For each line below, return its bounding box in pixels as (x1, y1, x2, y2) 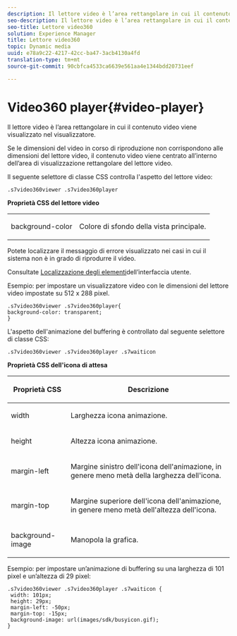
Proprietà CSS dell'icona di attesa (7, 360, 108, 369)
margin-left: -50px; (10, 604, 71, 611)
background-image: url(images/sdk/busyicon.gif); (10, 616, 159, 623)
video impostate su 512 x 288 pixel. (7, 288, 110, 297)
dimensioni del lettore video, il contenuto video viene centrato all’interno (7, 151, 217, 159)
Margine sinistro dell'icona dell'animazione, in (70, 461, 222, 471)
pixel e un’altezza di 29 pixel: (7, 572, 92, 580)
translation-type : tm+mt (7, 56, 80, 63)
